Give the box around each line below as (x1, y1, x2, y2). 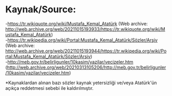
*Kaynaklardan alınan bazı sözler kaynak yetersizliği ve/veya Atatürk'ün (5, 80, 157, 86)
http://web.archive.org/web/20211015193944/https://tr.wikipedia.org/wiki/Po (5, 48, 167, 54)
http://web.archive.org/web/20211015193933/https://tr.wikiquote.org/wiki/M (5, 26, 165, 32)
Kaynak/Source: (5, 4, 76, 15)
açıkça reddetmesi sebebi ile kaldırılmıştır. (5, 85, 94, 91)
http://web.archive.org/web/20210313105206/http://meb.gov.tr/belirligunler (7, 64, 166, 70)
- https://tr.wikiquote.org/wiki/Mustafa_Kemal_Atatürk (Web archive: (5, 21, 148, 27)
